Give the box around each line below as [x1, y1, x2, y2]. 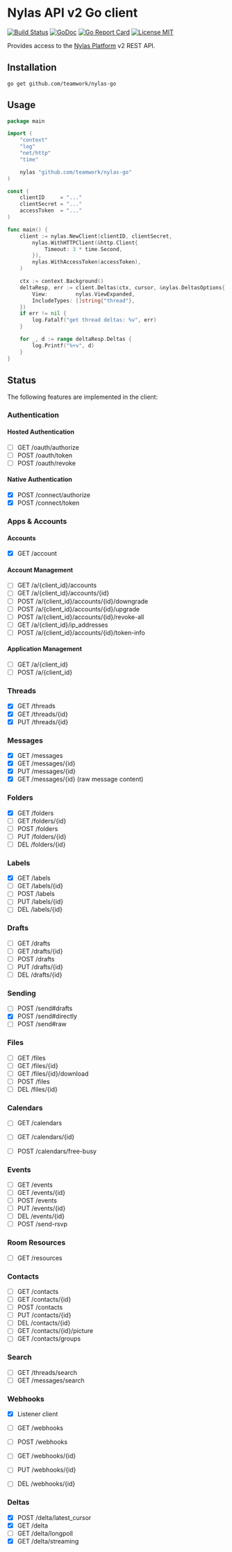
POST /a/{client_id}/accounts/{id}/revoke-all [17, 612, 144, 621]
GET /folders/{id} [17, 816, 67, 825]
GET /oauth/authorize [17, 443, 80, 451]
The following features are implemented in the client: [7, 393, 158, 402]
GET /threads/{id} [17, 710, 68, 718]
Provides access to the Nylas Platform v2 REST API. [7, 41, 156, 50]
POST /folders [17, 824, 58, 832]
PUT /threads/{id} [17, 717, 69, 726]
